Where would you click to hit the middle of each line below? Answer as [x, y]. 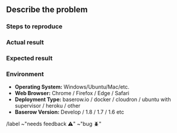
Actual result [25, 43]
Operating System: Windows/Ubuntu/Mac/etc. [72, 87]
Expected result [29, 59]
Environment [25, 74]
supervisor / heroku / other [48, 106]
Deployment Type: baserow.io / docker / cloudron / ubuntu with [93, 99]
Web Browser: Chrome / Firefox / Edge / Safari [72, 93]
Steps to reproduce [34, 27]
